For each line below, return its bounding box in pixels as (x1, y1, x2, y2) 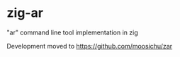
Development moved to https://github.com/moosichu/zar (6, 42, 173, 50)
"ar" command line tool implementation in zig (6, 28, 139, 37)
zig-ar (6, 5, 44, 21)
